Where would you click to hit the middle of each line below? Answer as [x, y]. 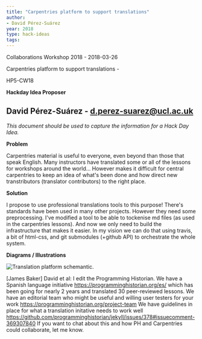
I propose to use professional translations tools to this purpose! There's [95, 205]
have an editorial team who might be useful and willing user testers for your [100, 297]
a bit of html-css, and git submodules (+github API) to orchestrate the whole [101, 237]
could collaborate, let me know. [45, 329]
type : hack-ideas [28, 34]
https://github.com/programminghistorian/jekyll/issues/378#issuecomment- [100, 317]
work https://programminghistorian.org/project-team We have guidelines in [99, 304]
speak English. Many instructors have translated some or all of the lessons [99, 162]
